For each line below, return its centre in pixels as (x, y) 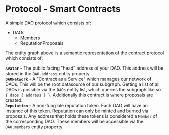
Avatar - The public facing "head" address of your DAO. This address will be (84, 68)
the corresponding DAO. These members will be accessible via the (74, 121)
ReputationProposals (42, 43)
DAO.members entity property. (35, 127)
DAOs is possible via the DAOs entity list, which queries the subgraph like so (83, 89)
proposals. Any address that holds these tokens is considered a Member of (81, 116)
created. (14, 100)
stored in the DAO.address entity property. (48, 73)
